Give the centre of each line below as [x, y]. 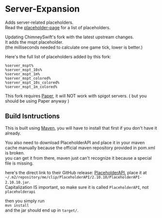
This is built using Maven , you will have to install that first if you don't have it [81, 128]
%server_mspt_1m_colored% [31, 87]
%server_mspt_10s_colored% [32, 83]
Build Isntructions [32, 116]
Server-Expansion [42, 9]
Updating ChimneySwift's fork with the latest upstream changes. [70, 37]
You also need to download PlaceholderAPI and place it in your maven [75, 142]
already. [13, 133]
